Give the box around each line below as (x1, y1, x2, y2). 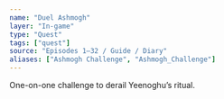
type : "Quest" (9, 30, 63, 39)
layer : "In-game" (9, 22, 75, 31)
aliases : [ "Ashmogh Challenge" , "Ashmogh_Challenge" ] (9, 55, 217, 64)
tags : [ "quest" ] (9, 38, 70, 48)
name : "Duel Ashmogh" (9, 13, 91, 22)
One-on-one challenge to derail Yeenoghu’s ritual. (9, 80, 196, 90)
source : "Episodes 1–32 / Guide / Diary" (9, 47, 168, 56)
